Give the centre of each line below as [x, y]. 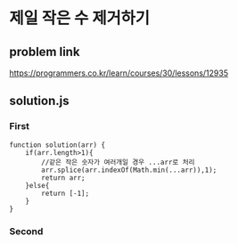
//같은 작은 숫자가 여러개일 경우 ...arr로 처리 [118, 162]
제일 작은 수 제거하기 [79, 18]
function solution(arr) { [57, 145]
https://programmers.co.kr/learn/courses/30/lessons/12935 [119, 73]
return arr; [64, 178]
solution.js [39, 101]
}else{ [37, 185]
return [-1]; [66, 193]
